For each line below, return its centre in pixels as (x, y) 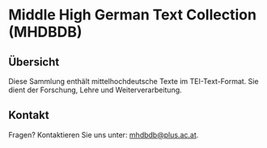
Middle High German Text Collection (133, 15)
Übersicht (34, 62)
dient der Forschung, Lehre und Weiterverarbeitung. (95, 90)
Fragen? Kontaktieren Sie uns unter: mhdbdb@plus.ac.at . (104, 134)
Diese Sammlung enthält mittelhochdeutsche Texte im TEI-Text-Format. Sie (133, 81)
